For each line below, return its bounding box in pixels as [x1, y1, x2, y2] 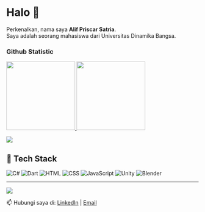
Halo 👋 [6, 5, 40, 19]
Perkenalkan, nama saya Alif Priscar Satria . [6, 26, 117, 33]
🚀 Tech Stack [6, 154, 57, 164]
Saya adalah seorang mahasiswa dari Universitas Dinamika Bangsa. [6, 32, 176, 39]
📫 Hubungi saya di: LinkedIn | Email [6, 199, 97, 207]
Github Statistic [6, 47, 54, 55]
